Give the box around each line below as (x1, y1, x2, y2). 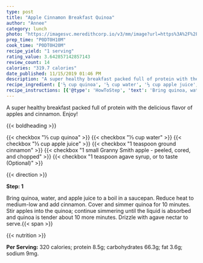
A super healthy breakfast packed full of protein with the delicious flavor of (6, 104, 193, 111)
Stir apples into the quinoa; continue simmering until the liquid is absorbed (6, 207, 192, 214)
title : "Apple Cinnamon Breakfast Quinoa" (6, 14, 115, 21)
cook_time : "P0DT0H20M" (6, 43, 66, 49)
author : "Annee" (6, 20, 47, 26)
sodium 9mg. (6, 250, 39, 257)
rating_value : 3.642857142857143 (6, 54, 91, 60)
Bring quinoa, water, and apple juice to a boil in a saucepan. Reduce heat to (6, 194, 195, 201)
